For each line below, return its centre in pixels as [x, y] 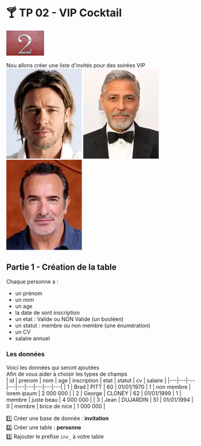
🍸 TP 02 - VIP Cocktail [64, 13]
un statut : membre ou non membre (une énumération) [83, 325]
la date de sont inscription [47, 313]
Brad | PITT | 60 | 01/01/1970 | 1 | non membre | [132, 387]
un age [24, 306]
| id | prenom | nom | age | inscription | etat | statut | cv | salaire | [86, 380]
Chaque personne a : [32, 282]
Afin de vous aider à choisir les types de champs [67, 374]
